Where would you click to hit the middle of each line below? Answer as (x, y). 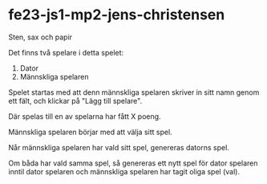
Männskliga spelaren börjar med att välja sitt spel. (90, 132)
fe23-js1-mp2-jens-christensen (117, 15)
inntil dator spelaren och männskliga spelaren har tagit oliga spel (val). (124, 171)
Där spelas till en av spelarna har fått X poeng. (85, 116)
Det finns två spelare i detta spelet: (66, 52)
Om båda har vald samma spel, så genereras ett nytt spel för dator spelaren (133, 163)
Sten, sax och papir (40, 37)
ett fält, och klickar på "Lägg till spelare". (75, 100)
